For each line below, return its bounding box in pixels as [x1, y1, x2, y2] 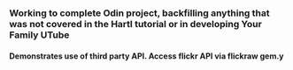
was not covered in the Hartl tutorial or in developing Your [9, 17, 263, 30]
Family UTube [9, 29, 70, 41]
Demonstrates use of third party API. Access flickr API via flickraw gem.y [9, 51, 285, 61]
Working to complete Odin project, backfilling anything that [9, 7, 270, 19]
